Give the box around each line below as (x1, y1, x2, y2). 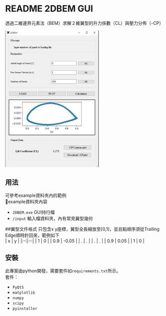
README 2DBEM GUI (5, 3, 93, 14)
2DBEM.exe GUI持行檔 (12, 209, 55, 215)
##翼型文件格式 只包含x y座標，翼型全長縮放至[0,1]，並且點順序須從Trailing (5, 226, 160, 232)
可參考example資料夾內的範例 (5, 192, 66, 198)
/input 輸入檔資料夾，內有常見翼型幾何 (12, 215, 93, 221)
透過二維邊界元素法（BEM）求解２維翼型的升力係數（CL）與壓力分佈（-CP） (5, 20, 164, 26)
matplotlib (12, 290, 35, 295)
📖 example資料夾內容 (5, 198, 47, 204)
